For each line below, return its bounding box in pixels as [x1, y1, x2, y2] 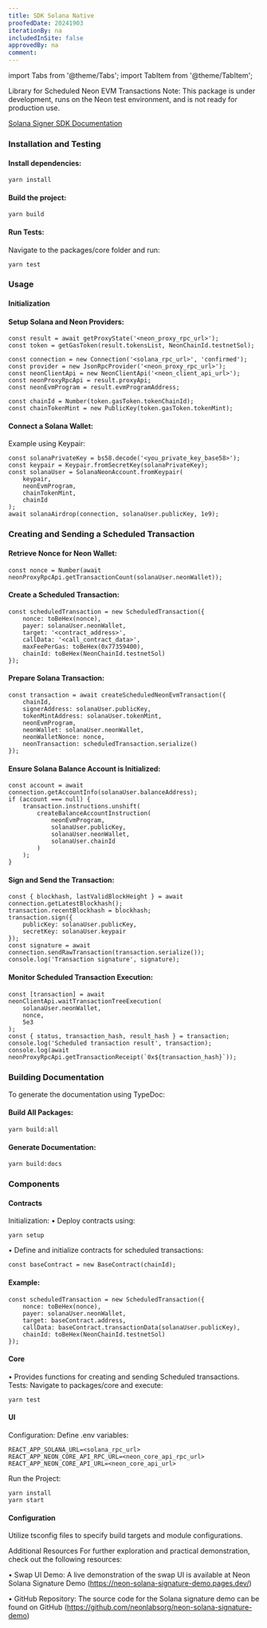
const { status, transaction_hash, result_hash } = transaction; [8, 1032, 230, 1040]
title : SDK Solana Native [8, 11, 94, 20]
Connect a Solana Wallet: [8, 421, 94, 431]
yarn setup [8, 1231, 45, 1239]
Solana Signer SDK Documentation [8, 119, 123, 128]
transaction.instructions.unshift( [22, 803, 141, 811]
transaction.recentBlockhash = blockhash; [8, 907, 151, 915]
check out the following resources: [8, 1555, 122, 1564]
